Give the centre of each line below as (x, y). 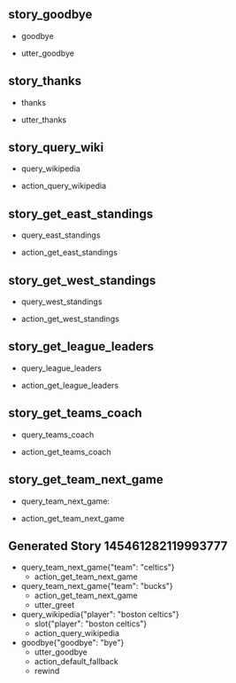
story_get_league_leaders (81, 346)
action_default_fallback (76, 662)
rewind (47, 671)
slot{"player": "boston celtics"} (91, 624)
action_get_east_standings (69, 253)
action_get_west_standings (70, 319)
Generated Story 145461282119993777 (118, 546)
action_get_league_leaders (70, 385)
